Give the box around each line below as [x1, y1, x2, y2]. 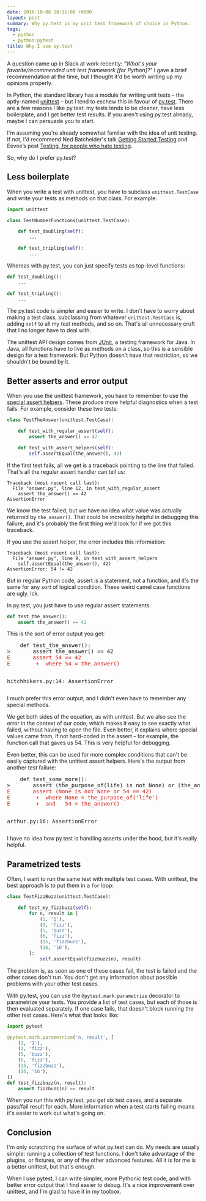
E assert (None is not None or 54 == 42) [7, 788, 152, 795]
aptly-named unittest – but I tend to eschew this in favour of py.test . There [7, 97, 194, 105]
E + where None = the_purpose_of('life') [7, 794, 159, 801]
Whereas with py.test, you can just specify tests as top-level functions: [7, 261, 185, 269]
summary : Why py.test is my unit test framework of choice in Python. [7, 20, 191, 26]
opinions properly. [7, 79, 53, 86]
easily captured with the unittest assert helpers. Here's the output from [7, 757, 186, 765]
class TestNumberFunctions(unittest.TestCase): [7, 217, 131, 223]
